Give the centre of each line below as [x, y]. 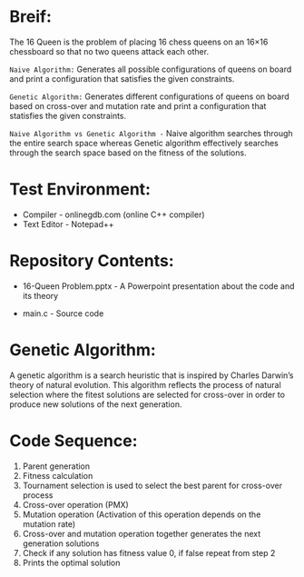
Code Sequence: [74, 440]
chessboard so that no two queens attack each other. [109, 51]
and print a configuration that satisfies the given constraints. [122, 78]
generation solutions [61, 543]
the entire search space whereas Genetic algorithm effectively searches [144, 143]
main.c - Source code [63, 313]
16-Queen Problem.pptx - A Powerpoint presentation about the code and [158, 286]
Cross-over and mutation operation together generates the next [142, 533]
